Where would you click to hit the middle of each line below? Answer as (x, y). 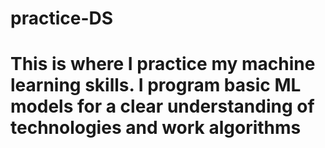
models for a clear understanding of (162, 106)
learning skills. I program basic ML (156, 85)
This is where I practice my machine (163, 64)
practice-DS (62, 18)
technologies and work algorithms (156, 128)
